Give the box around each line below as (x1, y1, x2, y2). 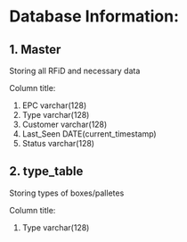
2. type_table (9, 163, 84, 179)
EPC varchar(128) (21, 100, 87, 111)
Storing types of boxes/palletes (9, 188, 125, 198)
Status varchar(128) (21, 138, 95, 148)
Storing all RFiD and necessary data (9, 65, 141, 76)
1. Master (9, 42, 61, 57)
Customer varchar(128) (21, 119, 108, 129)
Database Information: (9, 6, 180, 27)
